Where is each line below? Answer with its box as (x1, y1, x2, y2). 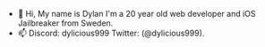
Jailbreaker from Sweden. (17, 18, 114, 28)
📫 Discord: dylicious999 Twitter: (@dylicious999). (17, 27, 205, 38)
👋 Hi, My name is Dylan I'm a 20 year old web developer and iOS (17, 9, 256, 19)
